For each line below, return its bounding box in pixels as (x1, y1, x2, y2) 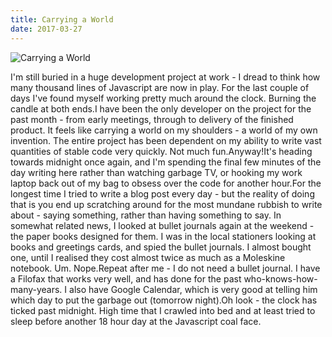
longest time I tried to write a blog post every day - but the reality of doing (10, 187, 315, 200)
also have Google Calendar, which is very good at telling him (69, 283, 318, 295)
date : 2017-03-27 (10, 24, 83, 34)
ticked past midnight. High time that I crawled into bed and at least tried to (10, 304, 316, 316)
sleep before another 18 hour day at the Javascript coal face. (10, 315, 262, 327)
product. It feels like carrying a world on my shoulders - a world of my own (10, 124, 318, 136)
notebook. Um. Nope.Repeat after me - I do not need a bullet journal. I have (10, 262, 321, 274)
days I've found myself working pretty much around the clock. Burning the (10, 92, 317, 104)
